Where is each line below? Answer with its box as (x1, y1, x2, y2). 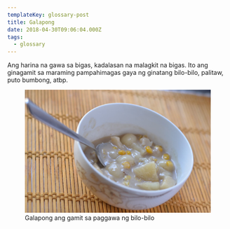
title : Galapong (7, 18, 55, 26)
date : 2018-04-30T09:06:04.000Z (7, 26, 102, 33)
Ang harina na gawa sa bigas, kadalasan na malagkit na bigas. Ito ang (7, 61, 208, 69)
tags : (7, 34, 23, 41)
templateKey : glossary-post (7, 11, 90, 18)
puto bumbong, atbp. (7, 76, 69, 84)
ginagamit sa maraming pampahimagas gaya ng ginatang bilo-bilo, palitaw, (7, 69, 224, 77)
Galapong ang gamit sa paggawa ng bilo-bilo (25, 214, 155, 222)
